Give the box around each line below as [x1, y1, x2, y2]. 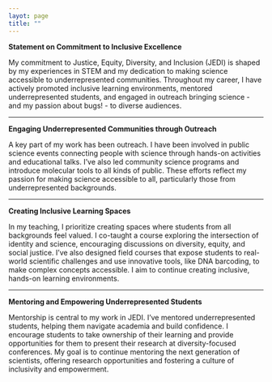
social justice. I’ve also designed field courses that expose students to [8, 247, 243, 257]
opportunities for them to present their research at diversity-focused [8, 338, 236, 348]
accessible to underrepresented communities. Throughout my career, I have [8, 75, 262, 84]
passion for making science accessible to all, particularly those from [8, 174, 236, 183]
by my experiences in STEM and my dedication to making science [8, 66, 228, 75]
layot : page [8, 11, 49, 20]
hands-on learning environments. [8, 273, 120, 283]
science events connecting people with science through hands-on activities [8, 148, 261, 158]
